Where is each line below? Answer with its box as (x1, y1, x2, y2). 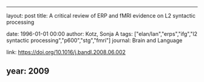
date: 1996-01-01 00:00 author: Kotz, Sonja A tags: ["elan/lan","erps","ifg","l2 (6, 30, 198, 37)
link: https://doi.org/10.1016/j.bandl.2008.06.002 (6, 49, 126, 55)
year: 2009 (6, 66, 50, 77)
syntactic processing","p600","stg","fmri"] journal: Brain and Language (6, 37, 183, 44)
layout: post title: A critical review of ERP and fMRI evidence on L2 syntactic (6, 12, 196, 19)
